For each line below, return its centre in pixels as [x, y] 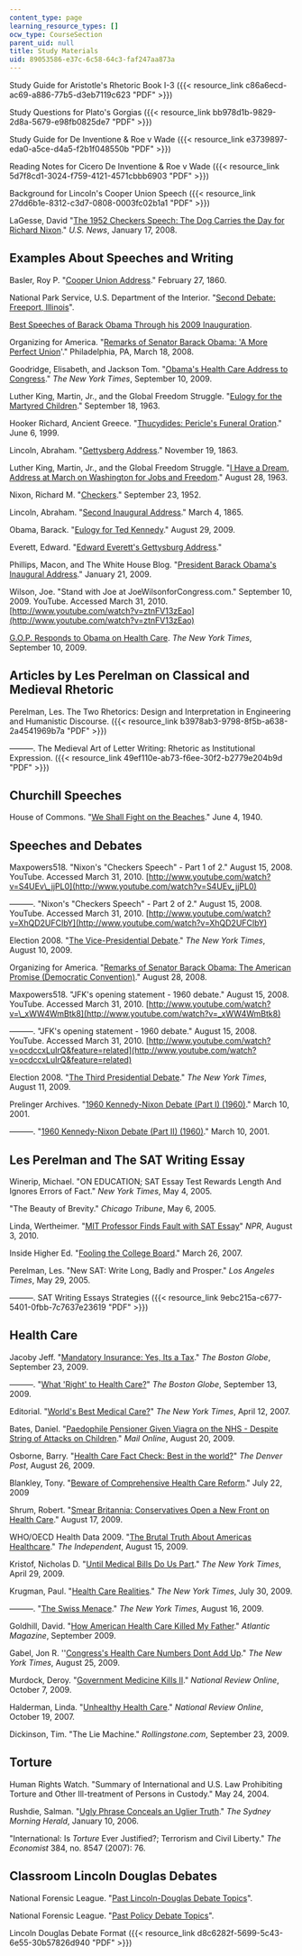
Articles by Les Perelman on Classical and [129, 676]
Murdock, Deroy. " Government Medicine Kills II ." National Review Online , [144, 1680]
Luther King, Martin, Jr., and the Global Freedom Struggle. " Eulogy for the [146, 396]
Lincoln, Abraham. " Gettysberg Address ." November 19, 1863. [124, 450]
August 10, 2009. [41, 950]
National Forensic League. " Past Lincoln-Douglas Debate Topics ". [131, 1897]
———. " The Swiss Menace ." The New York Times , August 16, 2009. [137, 1608]
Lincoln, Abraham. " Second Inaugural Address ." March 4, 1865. [127, 512]
